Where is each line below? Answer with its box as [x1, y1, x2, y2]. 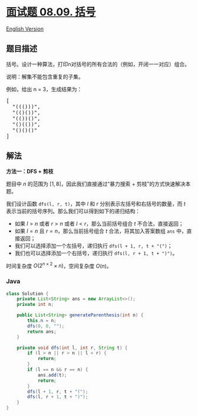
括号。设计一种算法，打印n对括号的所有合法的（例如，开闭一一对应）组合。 [6, 60, 190, 68]
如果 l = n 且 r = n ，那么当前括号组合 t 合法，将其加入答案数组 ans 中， [14, 227, 187, 235]
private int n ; [16, 302, 54, 308]
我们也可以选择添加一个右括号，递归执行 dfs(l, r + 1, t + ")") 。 [14, 249, 178, 256]
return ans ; [27, 328, 57, 335]
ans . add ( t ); [37, 372, 67, 378]
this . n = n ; [27, 318, 57, 324]
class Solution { [6, 290, 49, 296]
